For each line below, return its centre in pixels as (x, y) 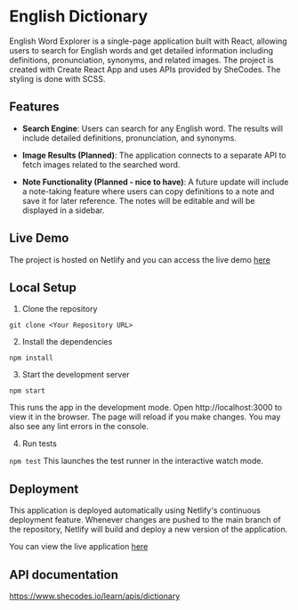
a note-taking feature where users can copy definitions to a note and (148, 191)
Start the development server (76, 375)
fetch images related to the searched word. (101, 164)
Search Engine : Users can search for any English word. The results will (152, 128)
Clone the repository (60, 309)
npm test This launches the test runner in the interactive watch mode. (137, 461)
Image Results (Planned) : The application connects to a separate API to (154, 155)
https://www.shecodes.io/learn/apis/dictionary (95, 596)
